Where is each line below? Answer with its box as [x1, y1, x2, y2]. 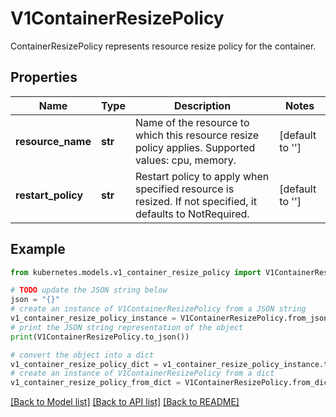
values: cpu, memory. [134, 153, 237, 167]
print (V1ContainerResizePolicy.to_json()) [10, 332, 190, 342]
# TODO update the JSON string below [10, 285, 168, 296]
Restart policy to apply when [134, 169, 270, 183]
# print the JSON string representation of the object [10, 322, 244, 332]
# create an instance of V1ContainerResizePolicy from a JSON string [10, 304, 307, 314]
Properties [10, 69, 78, 86]
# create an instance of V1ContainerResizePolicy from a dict [10, 368, 275, 379]
